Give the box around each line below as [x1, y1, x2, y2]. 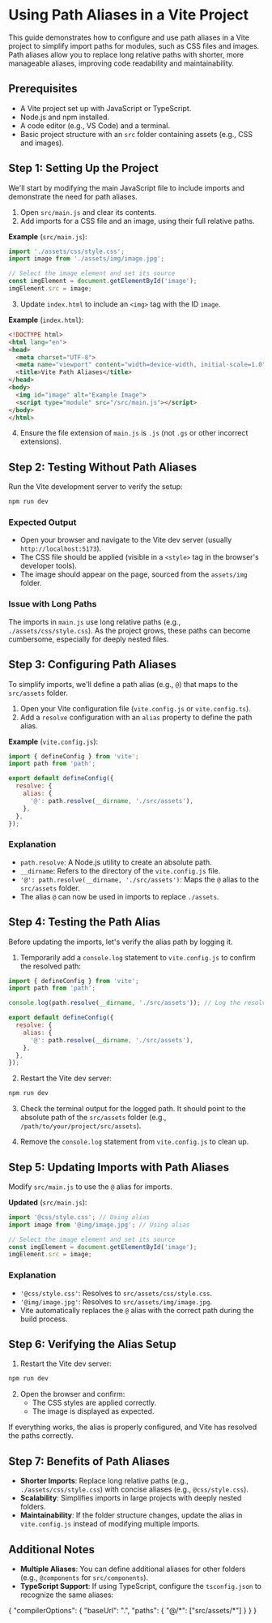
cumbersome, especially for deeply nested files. [8, 634, 169, 644]
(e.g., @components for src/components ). [19, 1572, 148, 1582]
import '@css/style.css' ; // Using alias [8, 1213, 151, 1222]
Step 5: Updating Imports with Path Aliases [8, 1160, 230, 1174]
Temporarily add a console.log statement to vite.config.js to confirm [19, 952, 257, 962]
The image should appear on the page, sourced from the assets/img [19, 569, 249, 579]
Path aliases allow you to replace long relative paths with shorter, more [8, 49, 244, 59]
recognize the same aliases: [19, 1590, 114, 1599]
